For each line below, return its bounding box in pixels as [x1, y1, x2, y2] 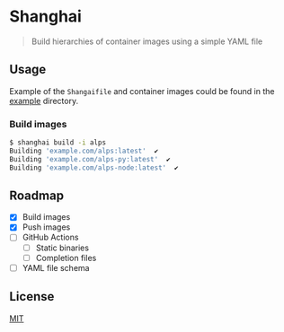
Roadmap [9, 188, 65, 203]
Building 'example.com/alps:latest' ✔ [9, 146, 159, 155]
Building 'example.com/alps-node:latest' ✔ [9, 163, 179, 172]
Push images [22, 222, 71, 232]
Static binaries [35, 242, 90, 253]
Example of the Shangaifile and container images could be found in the [9, 85, 275, 96]
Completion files [35, 252, 97, 263]
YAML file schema [22, 262, 90, 273]
